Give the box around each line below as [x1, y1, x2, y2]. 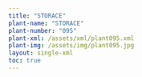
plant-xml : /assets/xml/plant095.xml [8, 34, 135, 43]
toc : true [8, 57, 42, 65]
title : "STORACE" [8, 11, 67, 20]
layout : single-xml [8, 49, 74, 57]
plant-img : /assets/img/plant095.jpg [8, 42, 135, 50]
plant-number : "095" [8, 26, 78, 34]
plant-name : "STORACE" [8, 19, 84, 27]
